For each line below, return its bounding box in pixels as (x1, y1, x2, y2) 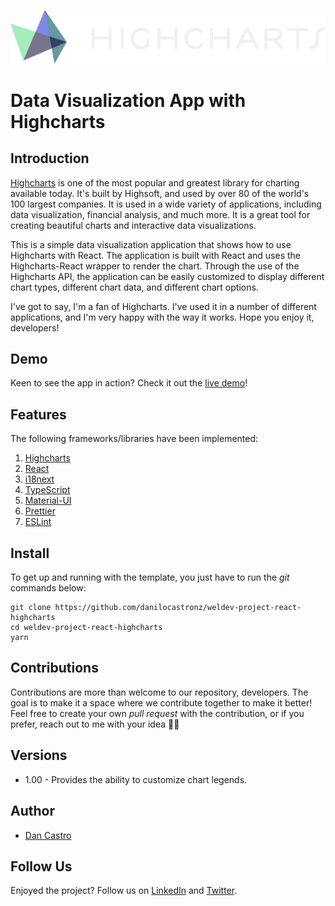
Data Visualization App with (10, 89, 247, 112)
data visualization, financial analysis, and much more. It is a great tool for (10, 208, 311, 220)
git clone (10, 603, 52, 613)
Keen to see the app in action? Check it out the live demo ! (10, 377, 248, 389)
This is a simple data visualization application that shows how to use (10, 238, 292, 250)
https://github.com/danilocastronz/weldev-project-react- (54, 603, 302, 613)
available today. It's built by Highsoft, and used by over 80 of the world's (10, 187, 310, 199)
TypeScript (24, 484, 71, 496)
